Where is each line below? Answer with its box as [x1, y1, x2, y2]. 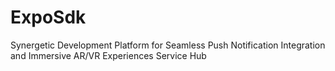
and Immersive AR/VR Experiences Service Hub [10, 49, 207, 61]
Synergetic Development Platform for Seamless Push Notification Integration [10, 39, 326, 51]
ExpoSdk [10, 6, 87, 29]
